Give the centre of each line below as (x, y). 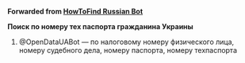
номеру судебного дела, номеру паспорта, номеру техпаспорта (128, 50)
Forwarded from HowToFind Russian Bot (75, 11)
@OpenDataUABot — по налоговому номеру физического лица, (126, 42)
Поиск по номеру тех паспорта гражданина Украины (100, 26)
